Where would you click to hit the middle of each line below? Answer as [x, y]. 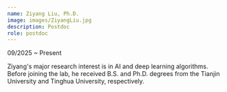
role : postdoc [28, 33]
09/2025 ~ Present [34, 53]
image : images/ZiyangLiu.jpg [49, 20]
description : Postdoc [39, 26]
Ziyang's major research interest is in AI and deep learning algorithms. [108, 66]
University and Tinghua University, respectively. [76, 82]
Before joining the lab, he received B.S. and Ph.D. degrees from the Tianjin [114, 74]
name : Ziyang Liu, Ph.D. [43, 14]
